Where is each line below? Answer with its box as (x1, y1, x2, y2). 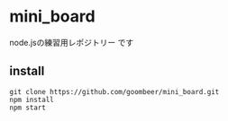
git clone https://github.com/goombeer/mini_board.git (9, 87, 220, 96)
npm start (9, 103, 47, 112)
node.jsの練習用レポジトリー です (9, 37, 134, 48)
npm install (9, 95, 54, 104)
